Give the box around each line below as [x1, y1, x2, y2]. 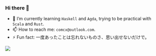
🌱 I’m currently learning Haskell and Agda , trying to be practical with [12, 16, 152, 22]
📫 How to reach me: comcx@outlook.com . [12, 27, 96, 33]
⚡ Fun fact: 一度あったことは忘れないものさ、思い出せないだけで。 [12, 34, 150, 40]
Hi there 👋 [5, 4, 30, 11]
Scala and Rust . [12, 21, 44, 27]
